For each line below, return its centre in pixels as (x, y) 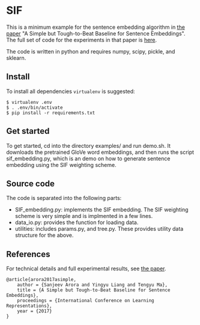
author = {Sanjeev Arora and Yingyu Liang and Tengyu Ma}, (92, 285)
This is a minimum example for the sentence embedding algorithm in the (95, 27)
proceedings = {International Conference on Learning (86, 301)
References (28, 254)
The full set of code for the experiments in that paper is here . (82, 40)
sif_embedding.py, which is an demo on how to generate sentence (88, 158)
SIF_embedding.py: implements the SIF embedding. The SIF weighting (102, 210)
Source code (31, 184)
